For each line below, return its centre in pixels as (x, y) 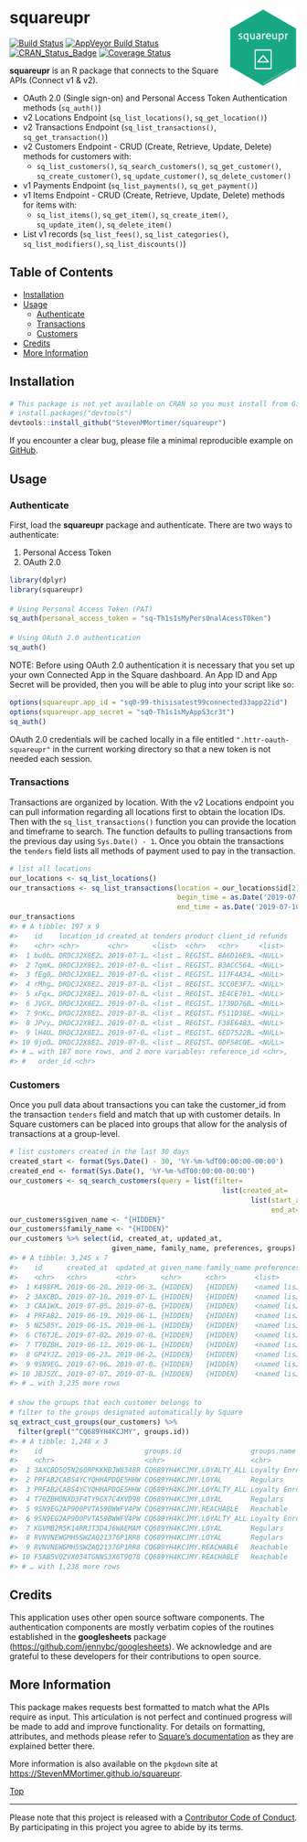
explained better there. (53, 1746)
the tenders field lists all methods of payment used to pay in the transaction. (153, 851)
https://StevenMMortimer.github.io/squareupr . (96, 1773)
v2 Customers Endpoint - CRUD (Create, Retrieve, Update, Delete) (147, 146)
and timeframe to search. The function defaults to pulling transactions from (151, 831)
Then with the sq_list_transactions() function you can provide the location (153, 821)
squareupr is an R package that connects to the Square (114, 70)
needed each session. (51, 758)
